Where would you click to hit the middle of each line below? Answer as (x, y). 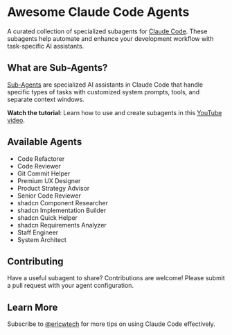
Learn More (33, 307)
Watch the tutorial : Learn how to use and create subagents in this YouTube (115, 112)
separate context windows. (46, 99)
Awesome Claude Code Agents (98, 12)
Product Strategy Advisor (53, 188)
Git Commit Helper (44, 173)
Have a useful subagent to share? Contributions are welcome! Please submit (116, 278)
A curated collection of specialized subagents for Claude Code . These (107, 31)
